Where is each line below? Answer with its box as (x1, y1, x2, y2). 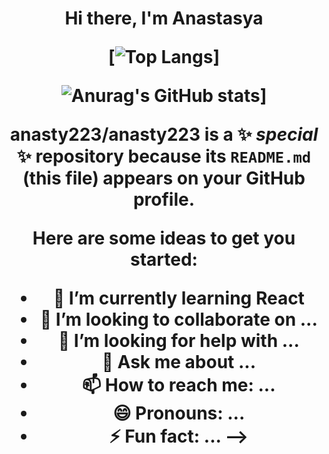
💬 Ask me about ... (101, 351, 257, 374)
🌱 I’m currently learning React (52, 287, 305, 310)
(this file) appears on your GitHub (22, 167, 306, 190)
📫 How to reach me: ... (82, 374, 276, 397)
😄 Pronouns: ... (112, 402, 246, 425)
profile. (132, 188, 196, 211)
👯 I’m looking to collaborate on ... (39, 308, 318, 331)
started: (130, 248, 198, 271)
